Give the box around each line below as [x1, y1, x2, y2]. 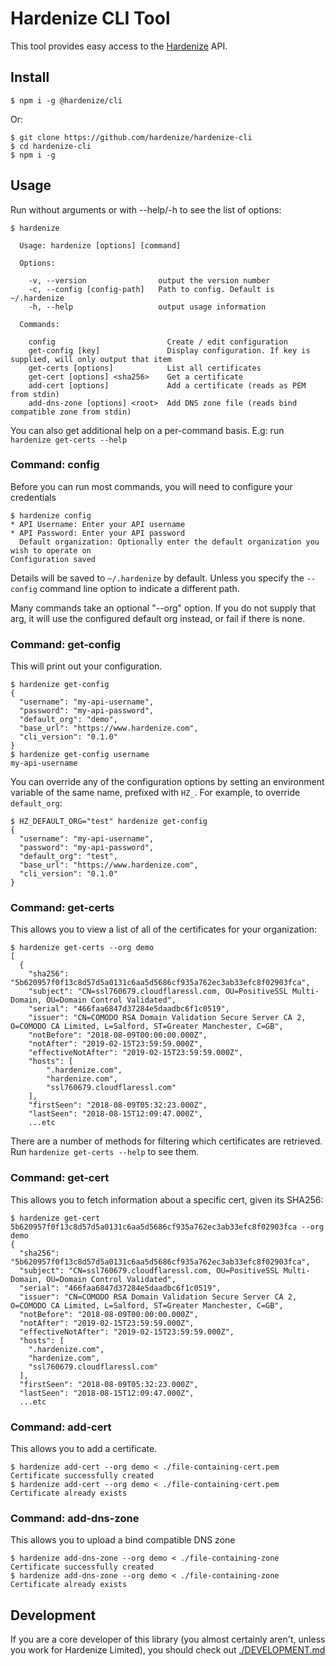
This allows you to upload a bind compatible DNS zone [10, 1534, 236, 1546]
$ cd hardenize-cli [10, 141, 92, 151]
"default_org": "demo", [19, 715, 118, 725]
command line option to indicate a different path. [39, 582, 240, 594]
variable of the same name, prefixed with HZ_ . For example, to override [10, 787, 301, 799]
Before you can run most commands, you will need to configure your [10, 480, 293, 492]
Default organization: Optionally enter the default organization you [19, 537, 320, 547]
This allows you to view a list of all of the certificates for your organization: [10, 923, 317, 936]
